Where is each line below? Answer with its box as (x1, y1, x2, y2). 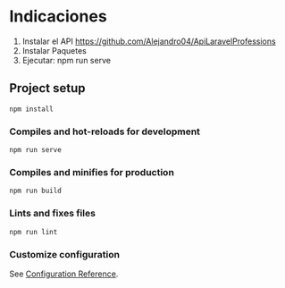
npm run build (9, 186, 63, 196)
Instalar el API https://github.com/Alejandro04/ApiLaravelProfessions (21, 36, 276, 47)
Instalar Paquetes (21, 45, 87, 55)
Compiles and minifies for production (9, 165, 174, 178)
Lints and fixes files (9, 208, 96, 220)
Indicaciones (9, 6, 107, 27)
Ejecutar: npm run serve (21, 55, 112, 65)
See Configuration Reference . (9, 268, 119, 279)
